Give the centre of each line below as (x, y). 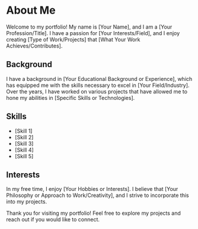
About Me (31, 10)
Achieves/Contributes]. (34, 46)
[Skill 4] (24, 150)
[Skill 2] (24, 137)
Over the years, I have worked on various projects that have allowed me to (97, 91)
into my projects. (27, 202)
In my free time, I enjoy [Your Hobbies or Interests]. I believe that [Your (92, 189)
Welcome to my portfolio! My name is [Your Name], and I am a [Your (89, 27)
